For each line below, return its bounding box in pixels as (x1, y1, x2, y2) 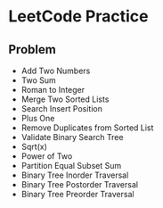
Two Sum (20, 75, 57, 86)
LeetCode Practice (8, 6, 149, 27)
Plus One (20, 113, 55, 123)
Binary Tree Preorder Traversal (20, 189, 134, 199)
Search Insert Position (20, 104, 103, 113)
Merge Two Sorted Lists (20, 94, 110, 104)
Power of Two (20, 151, 73, 162)
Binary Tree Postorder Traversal (20, 179, 139, 189)
